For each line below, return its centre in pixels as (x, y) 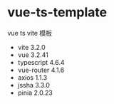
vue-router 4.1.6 (41, 70)
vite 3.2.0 (32, 47)
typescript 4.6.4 (41, 62)
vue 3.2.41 (33, 55)
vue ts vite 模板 (30, 33)
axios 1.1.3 (32, 77)
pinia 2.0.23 (35, 93)
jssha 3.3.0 (33, 85)
